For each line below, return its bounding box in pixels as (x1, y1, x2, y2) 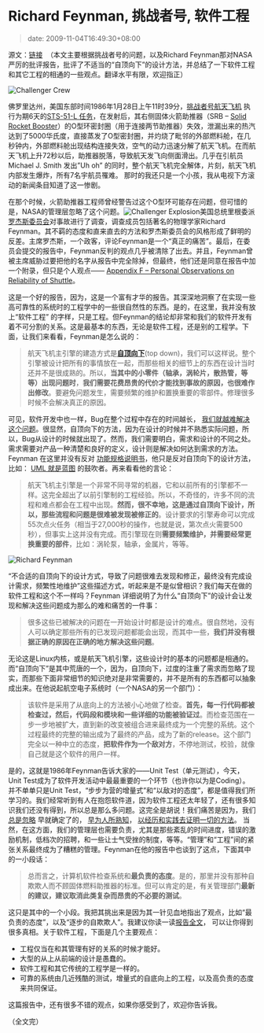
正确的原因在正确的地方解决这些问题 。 (34, 636, 159, 646)
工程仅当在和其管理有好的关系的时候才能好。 (19, 943, 165, 953)
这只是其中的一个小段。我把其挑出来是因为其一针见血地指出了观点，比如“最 (8, 907, 253, 917)
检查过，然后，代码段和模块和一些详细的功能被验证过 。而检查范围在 (27, 710, 248, 719)
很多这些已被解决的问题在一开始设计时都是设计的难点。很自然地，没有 (27, 617, 255, 626)
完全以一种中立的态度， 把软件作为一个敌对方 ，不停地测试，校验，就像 (27, 739, 255, 748)
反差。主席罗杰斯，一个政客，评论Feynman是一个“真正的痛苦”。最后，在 (8, 236, 244, 245)
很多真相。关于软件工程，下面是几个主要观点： (8, 927, 159, 936)
